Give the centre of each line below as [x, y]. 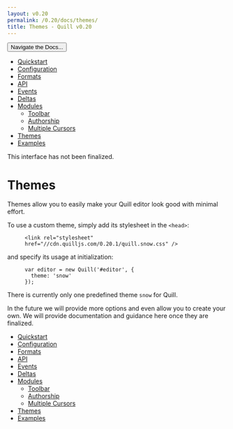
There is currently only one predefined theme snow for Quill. [92, 295]
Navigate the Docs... [37, 47]
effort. [16, 212]
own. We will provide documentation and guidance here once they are [108, 316]
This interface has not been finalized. [61, 157]
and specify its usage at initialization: [60, 257]
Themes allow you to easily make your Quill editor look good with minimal [113, 204]
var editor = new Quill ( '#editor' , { [80, 270]
